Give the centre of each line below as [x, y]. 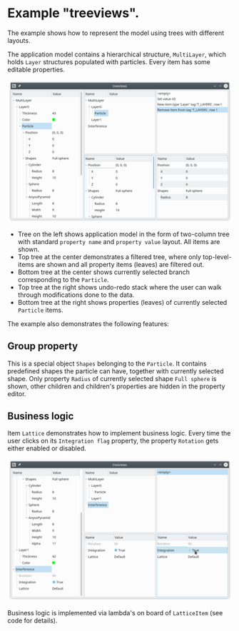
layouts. [19, 40]
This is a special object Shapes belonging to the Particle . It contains [107, 363]
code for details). [32, 621]
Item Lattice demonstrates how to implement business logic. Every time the [119, 433]
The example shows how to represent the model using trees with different [116, 33]
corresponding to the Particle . [63, 279]
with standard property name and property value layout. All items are [119, 241]
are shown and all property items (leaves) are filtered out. [120, 264]
